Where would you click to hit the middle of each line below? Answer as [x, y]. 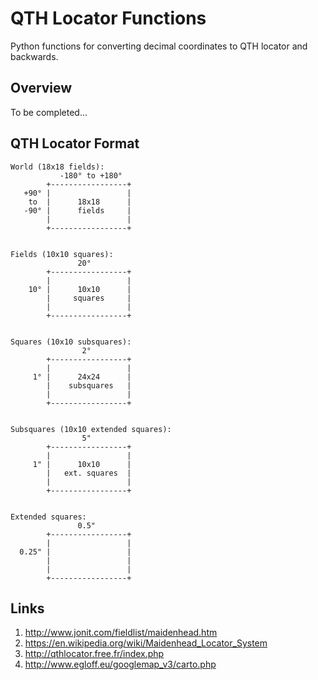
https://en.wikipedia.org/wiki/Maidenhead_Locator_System [146, 643]
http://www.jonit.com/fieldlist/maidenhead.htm [121, 633]
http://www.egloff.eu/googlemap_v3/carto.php [120, 664]
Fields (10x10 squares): [62, 254]
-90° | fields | [77, 210]
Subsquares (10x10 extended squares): [91, 429]
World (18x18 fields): [57, 167]
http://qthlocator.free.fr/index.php [94, 654]
